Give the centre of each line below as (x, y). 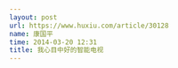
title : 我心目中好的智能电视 (57, 50)
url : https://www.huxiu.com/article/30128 (89, 26)
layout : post (33, 17)
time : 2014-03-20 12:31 (53, 42)
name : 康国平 (31, 34)
